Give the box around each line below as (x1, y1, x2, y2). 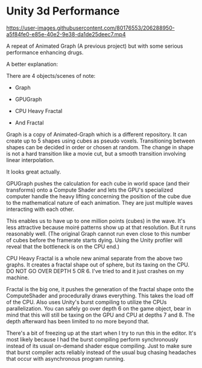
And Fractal (14, 119, 44, 126)
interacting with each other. (6, 205, 75, 213)
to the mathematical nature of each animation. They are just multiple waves (6, 199, 193, 206)
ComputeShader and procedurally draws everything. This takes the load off (6, 292, 194, 299)
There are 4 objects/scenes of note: (6, 72, 96, 79)
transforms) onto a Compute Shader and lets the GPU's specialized (6, 186, 173, 193)
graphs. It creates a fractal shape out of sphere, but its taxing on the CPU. (6, 261, 190, 268)
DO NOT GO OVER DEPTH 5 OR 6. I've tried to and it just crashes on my (6, 267, 185, 274)
